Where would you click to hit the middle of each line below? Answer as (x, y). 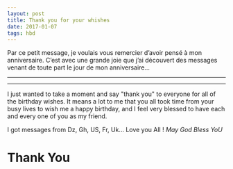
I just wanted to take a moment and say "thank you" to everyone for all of (112, 94)
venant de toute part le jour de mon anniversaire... (79, 67)
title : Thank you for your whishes (59, 20)
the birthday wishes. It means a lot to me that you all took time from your (111, 102)
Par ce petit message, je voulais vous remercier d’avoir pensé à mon (105, 53)
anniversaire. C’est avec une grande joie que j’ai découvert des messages (112, 61)
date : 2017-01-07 (32, 26)
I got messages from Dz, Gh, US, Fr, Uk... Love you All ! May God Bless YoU (115, 130)
